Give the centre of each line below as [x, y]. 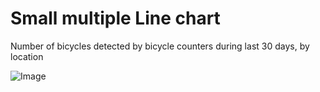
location [27, 56]
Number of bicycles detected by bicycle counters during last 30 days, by [160, 46]
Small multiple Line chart [115, 18]
